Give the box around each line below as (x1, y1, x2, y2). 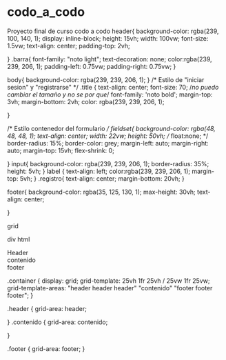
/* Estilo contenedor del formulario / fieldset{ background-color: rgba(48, (7, 124, 216, 132)
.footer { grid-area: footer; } (7, 344, 85, 352)
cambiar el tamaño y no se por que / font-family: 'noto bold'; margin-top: (7, 90, 213, 99)
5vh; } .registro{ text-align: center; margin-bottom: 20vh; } (19, 174, 185, 183)
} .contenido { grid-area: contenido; (7, 318, 108, 326)
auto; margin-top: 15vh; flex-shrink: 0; (7, 146, 115, 154)
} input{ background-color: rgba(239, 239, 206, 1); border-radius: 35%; (7, 159, 209, 168)
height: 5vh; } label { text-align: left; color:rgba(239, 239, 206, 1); (7, 167, 191, 175)
